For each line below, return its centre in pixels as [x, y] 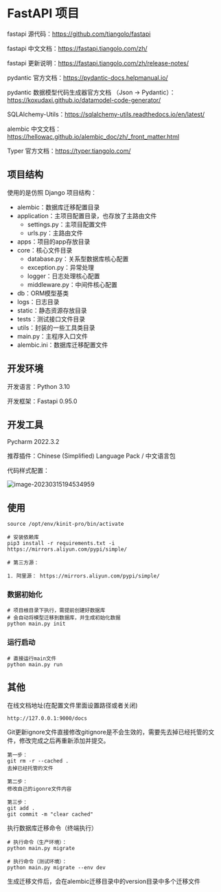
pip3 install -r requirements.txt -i [61, 544]
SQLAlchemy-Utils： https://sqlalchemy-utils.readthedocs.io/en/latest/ [106, 114]
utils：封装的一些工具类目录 [56, 328]
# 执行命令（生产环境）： [37, 842]
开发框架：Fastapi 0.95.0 [42, 401]
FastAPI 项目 [43, 13]
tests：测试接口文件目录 [51, 319]
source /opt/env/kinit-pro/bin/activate [66, 524]
